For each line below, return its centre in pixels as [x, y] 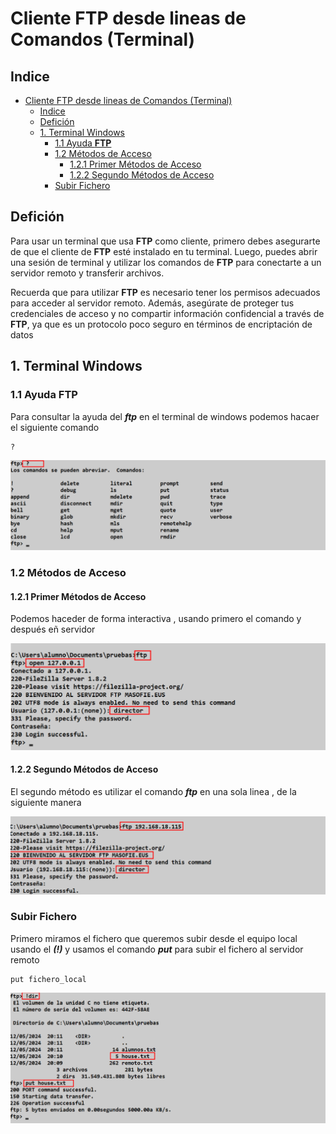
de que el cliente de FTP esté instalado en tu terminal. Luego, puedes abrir [164, 251]
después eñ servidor [53, 629]
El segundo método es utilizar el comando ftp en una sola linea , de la [153, 791]
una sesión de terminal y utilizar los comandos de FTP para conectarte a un [166, 262]
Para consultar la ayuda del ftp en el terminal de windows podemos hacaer [165, 416]
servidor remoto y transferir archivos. [87, 273]
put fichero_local [48, 979]
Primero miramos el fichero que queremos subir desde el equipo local [154, 938]
